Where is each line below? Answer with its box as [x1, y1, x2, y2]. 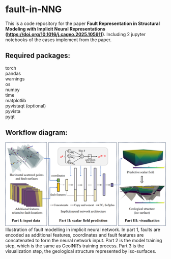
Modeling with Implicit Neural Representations [5, 25, 106, 32]
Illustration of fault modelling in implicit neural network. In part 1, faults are [5, 226, 160, 233]
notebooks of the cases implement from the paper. [5, 37, 112, 43]
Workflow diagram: [5, 128, 68, 137]
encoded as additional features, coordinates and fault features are [5, 232, 144, 238]
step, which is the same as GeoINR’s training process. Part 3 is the [5, 243, 145, 249]
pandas [5, 70, 21, 76]
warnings [5, 75, 25, 82]
